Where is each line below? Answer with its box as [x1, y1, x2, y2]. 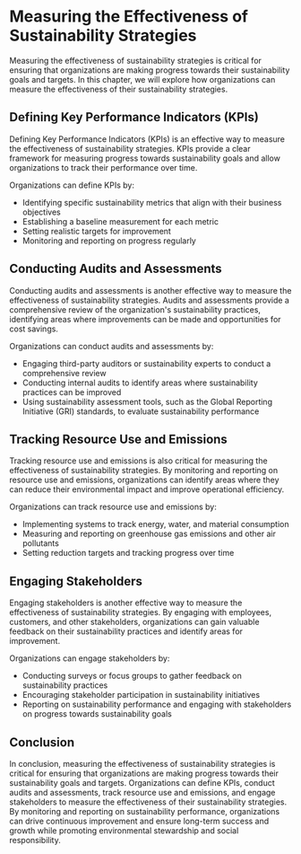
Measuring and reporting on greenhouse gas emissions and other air [21, 528, 276, 540]
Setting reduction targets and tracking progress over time [21, 548, 235, 559]
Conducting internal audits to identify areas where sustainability [21, 377, 258, 388]
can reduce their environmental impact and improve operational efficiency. [9, 484, 285, 495]
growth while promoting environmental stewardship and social [9, 825, 239, 836]
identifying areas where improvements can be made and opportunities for [9, 313, 281, 324]
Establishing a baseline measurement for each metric [21, 216, 219, 226]
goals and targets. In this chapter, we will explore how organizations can [9, 74, 276, 84]
